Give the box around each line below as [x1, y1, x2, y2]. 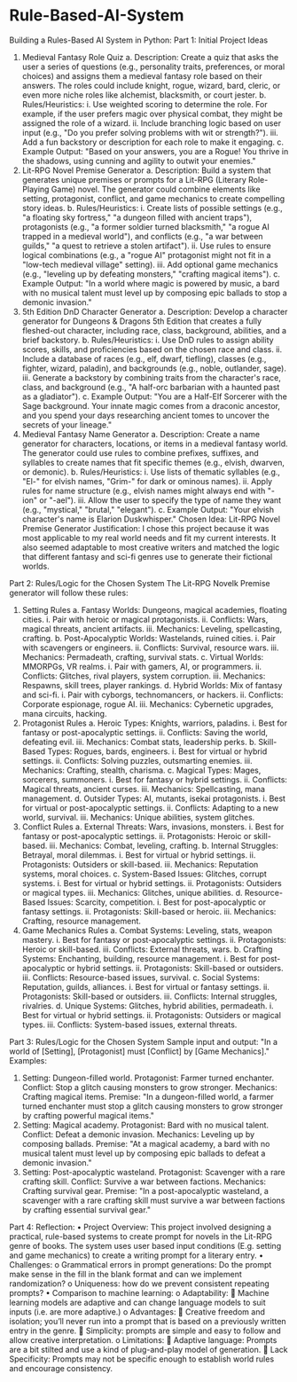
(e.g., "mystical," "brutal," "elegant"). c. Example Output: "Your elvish [21, 504, 275, 514]
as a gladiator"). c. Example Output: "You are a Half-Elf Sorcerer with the [21, 391, 288, 402]
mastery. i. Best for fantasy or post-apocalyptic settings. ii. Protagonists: [21, 934, 286, 945]
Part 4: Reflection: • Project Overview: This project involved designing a [9, 1221, 272, 1232]
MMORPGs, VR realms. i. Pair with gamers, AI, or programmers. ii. [21, 661, 262, 671]
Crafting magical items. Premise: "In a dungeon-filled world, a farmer [21, 1091, 275, 1102]
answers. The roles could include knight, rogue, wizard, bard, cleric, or [21, 80, 281, 90]
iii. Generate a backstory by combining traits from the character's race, [21, 372, 282, 382]
